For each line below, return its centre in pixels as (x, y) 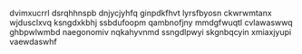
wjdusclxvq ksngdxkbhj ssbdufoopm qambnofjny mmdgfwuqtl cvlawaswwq (151, 22)
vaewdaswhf (33, 41)
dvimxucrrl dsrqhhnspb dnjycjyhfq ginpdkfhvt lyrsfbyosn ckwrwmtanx (141, 13)
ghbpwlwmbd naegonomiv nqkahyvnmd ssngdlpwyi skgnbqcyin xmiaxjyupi (151, 32)
